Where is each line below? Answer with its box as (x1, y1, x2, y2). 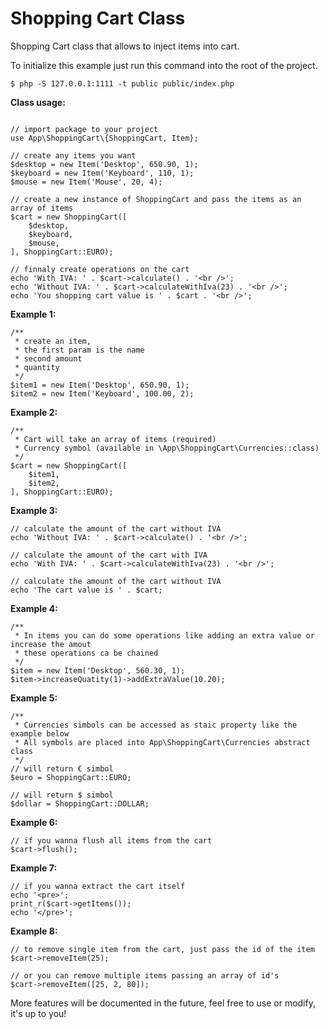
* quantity (14, 362, 60, 372)
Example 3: (10, 504, 58, 516)
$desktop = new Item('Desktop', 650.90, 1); (10, 159, 199, 169)
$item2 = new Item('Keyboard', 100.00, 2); (10, 388, 195, 399)
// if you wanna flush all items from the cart (10, 835, 213, 846)
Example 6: (10, 816, 58, 828)
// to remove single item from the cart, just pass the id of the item (10, 944, 315, 954)
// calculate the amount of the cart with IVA (10, 550, 208, 560)
